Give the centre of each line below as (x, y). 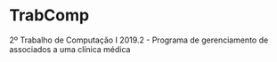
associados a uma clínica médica (70, 49)
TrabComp (49, 15)
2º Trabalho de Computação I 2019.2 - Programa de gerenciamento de (139, 40)
